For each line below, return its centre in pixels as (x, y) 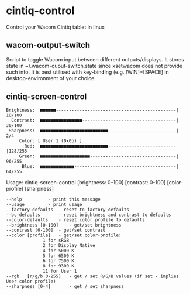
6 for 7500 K (59, 261)
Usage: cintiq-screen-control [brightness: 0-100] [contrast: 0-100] (86, 182)
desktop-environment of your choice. (51, 78)
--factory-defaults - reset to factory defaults (68, 210)
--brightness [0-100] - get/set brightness (64, 225)
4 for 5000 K (59, 251)
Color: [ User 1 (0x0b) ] (51, 141)
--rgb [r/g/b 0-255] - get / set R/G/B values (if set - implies (93, 276)
